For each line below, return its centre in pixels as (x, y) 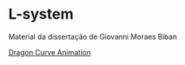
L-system (41, 14)
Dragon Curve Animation (50, 52)
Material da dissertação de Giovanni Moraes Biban (92, 37)
